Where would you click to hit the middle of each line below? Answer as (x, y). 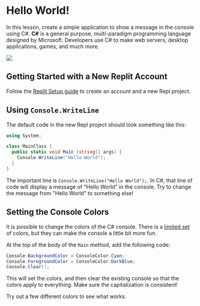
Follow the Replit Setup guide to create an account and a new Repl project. (98, 91)
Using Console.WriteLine (53, 110)
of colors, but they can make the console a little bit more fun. (82, 233)
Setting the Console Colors (58, 212)
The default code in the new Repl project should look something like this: (96, 125)
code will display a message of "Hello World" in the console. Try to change (99, 187)
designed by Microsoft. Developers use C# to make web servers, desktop (97, 40)
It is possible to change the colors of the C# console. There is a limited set (98, 226)
